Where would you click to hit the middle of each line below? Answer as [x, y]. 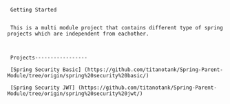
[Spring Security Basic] [45, 70]
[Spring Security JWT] [43, 88]
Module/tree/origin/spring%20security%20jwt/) [75, 94]
